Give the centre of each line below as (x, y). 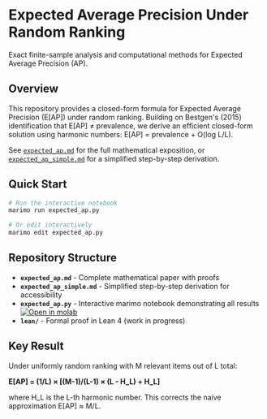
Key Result (36, 346)
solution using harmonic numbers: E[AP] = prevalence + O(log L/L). (121, 134)
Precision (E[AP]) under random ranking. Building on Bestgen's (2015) (125, 117)
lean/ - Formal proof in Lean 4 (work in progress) (103, 320)
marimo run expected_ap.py (54, 210)
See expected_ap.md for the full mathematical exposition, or (107, 150)
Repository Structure (63, 258)
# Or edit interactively (50, 225)
